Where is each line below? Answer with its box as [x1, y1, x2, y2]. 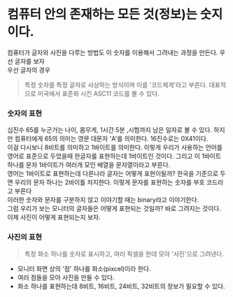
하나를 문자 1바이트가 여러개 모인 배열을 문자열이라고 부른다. [7, 161, 171, 169]
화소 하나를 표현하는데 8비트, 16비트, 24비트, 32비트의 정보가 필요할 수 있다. [17, 282, 225, 290]
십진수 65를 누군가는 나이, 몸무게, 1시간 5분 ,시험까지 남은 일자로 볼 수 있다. [7, 126, 212, 134]
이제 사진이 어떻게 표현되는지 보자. [7, 213, 101, 222]
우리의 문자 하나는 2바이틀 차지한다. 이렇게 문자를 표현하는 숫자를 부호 [14, 178, 205, 187]
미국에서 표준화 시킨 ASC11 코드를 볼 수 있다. [37, 89, 160, 98]
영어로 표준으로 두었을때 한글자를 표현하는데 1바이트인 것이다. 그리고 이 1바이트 [7, 152, 222, 161]
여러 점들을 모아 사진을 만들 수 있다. [17, 273, 115, 282]
